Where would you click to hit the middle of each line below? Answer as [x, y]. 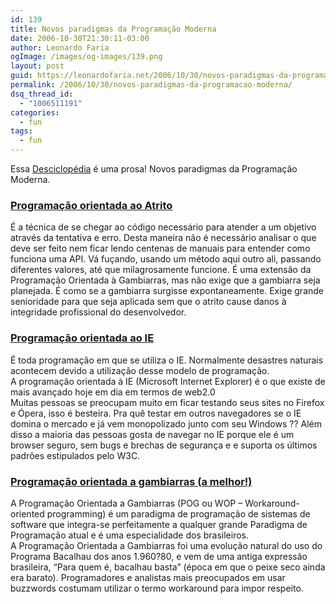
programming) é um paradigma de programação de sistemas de [178, 513]
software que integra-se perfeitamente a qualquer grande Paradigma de [159, 524]
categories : [35, 112]
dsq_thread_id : [42, 94]
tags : [21, 131]
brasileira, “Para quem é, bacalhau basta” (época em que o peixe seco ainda [168, 567]
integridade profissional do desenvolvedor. [98, 312]
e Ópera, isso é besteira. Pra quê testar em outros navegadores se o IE [156, 413]
